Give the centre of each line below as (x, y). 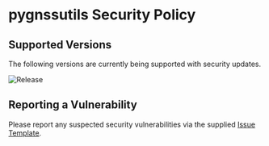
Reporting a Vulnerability (73, 105)
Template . (25, 133)
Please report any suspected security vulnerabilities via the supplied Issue (132, 124)
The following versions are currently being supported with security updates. (135, 64)
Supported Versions (60, 45)
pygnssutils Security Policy (102, 15)
